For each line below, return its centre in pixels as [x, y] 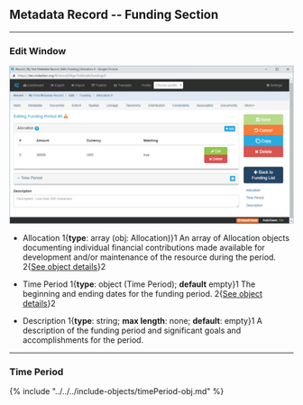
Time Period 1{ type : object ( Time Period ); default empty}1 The [139, 284]
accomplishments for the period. [83, 340]
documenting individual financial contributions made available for [144, 248]
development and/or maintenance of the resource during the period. [149, 257]
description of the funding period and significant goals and [132, 331]
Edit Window [38, 51]
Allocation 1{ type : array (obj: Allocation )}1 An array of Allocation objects [156, 238]
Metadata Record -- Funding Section [114, 15]
